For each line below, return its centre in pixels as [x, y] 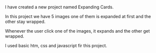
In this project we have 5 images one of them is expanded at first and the [78, 16]
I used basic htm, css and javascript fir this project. [56, 45]
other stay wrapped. [25, 22]
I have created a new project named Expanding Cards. [59, 7]
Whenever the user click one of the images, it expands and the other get [78, 31]
